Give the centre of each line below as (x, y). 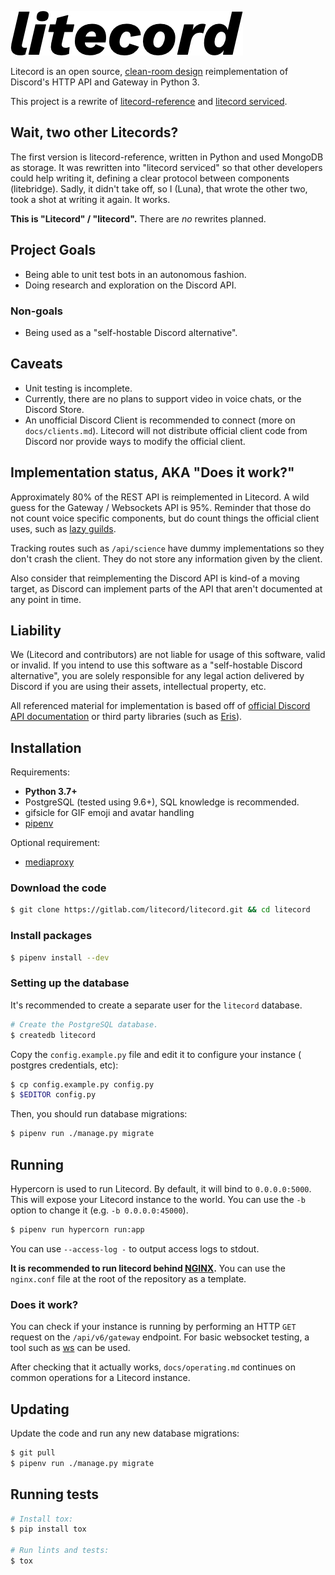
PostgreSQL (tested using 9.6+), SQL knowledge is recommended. (162, 802)
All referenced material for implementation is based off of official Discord (160, 706)
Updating (40, 1409)
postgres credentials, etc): (64, 1065)
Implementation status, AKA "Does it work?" (152, 472)
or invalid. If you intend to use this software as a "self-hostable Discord (156, 665)
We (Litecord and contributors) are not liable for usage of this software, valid (168, 655)
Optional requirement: (55, 843)
